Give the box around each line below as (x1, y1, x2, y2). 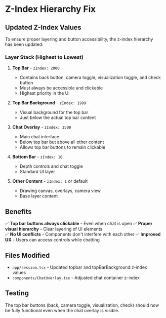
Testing (5, 289, 29, 297)
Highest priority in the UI (19, 90, 70, 96)
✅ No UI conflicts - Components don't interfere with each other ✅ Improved (5, 231, 161, 238)
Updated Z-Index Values (5, 23, 82, 32)
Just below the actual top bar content (19, 115, 96, 120)
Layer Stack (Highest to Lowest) (5, 53, 84, 60)
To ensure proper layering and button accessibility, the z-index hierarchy (5, 36, 153, 42)
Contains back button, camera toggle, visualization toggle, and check (19, 75, 161, 80)
